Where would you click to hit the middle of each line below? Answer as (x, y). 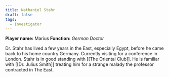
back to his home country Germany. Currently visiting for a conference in (81, 54)
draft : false (19, 15)
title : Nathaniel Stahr (30, 10)
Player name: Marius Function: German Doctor (55, 38)
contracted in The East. (30, 70)
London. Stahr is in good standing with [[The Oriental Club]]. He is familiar (82, 59)
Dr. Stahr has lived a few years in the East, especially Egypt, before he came (85, 48)
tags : (11, 19)
